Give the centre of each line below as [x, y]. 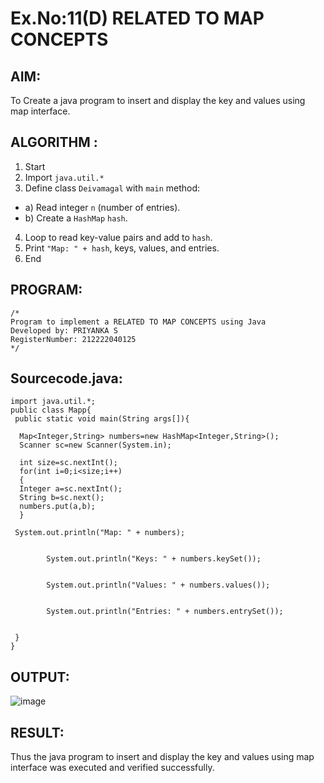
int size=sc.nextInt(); [68, 463]
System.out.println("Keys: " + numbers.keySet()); [154, 559]
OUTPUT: [40, 677]
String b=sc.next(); [62, 498]
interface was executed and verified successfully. [112, 768]
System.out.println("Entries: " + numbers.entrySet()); [165, 612]
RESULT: [37, 732]
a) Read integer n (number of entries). [102, 207]
